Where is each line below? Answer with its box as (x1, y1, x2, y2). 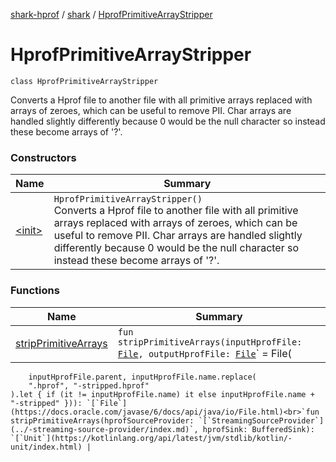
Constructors (10, 150, 77, 164)
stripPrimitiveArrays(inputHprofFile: (117, 336, 303, 348)
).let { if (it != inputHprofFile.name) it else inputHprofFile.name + (10, 389, 315, 399)
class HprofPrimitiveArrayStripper (10, 76, 159, 86)
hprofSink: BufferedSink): (202, 424, 315, 434)
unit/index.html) (10, 442, 83, 452)
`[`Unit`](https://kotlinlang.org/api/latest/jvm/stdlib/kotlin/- (10, 433, 293, 443)
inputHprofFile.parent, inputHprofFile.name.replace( (28, 372, 257, 382)
